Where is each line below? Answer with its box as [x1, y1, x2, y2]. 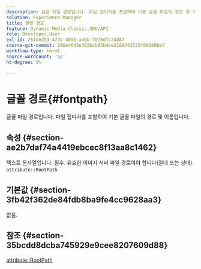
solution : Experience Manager [6, 14, 82, 20]
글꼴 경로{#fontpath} [6, 92, 109, 106]
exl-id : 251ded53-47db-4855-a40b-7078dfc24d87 [6, 37, 125, 43]
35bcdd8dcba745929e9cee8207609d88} [6, 240, 168, 250]
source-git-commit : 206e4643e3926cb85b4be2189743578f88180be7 [6, 43, 165, 49]
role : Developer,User [6, 31, 61, 37]
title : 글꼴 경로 [6, 20, 45, 26]
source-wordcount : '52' [6, 54, 66, 60]
